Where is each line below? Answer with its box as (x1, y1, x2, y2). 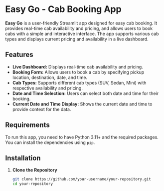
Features (5, 50, 33, 59)
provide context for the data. (12, 106, 71, 112)
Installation (5, 153, 41, 162)
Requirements (5, 121, 50, 129)
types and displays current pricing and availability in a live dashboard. (5, 36, 149, 42)
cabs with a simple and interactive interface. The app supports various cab (5, 30, 159, 36)
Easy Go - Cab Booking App (5, 3, 122, 15)
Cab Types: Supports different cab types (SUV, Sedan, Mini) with (12, 79, 147, 85)
